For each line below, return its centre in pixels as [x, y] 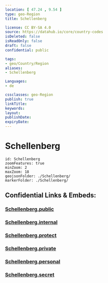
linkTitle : [16, 104]
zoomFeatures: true [25, 163]
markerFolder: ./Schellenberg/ [37, 180]
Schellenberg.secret [30, 275]
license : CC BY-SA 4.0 [28, 27]
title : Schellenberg [26, 19]
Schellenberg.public [30, 209]
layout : [13, 113]
